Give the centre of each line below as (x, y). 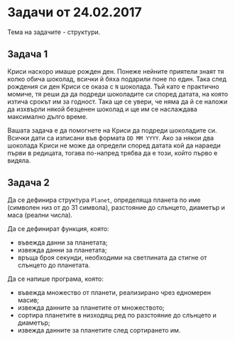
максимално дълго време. (48, 116)
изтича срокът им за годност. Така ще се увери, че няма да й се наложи (117, 101)
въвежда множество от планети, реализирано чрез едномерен (114, 292)
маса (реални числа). (40, 215)
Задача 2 (28, 183)
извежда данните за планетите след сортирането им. (99, 330)
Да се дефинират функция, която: (58, 228)
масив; (28, 300)
